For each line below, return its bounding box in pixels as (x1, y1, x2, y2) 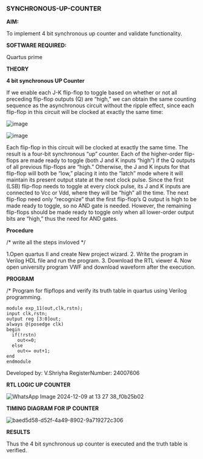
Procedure (6, 227, 34, 234)
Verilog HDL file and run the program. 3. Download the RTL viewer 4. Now (6, 257, 192, 265)
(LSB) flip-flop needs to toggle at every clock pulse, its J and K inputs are (6, 183, 191, 190)
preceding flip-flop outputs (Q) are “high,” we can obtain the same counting (6, 96, 196, 103)
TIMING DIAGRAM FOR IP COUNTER (6, 405, 99, 412)
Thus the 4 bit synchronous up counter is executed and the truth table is (6, 440, 188, 447)
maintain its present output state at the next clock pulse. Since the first (6, 176, 184, 183)
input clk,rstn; (6, 311, 48, 317)
